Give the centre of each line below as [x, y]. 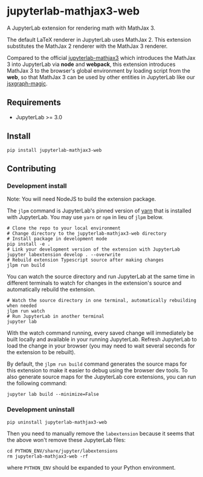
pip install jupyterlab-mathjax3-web [54, 150]
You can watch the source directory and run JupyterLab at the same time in [101, 277]
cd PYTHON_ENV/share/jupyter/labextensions [63, 451]
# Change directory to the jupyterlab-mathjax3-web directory [87, 234]
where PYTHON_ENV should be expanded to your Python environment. [91, 467]
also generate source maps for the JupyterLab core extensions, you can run [101, 377]
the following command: [37, 383]
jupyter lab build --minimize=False [53, 395]
